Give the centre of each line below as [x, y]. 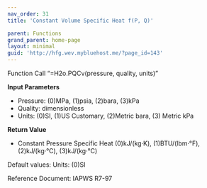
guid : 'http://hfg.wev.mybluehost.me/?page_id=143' [85, 53]
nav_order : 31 [28, 14]
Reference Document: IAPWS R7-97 [60, 178]
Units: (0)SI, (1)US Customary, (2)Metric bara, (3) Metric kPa [106, 116]
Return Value [27, 129]
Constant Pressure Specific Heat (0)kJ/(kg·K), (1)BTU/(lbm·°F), [109, 143]
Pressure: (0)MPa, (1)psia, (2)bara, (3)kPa [78, 101]
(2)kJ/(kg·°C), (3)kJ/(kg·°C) [57, 151]
